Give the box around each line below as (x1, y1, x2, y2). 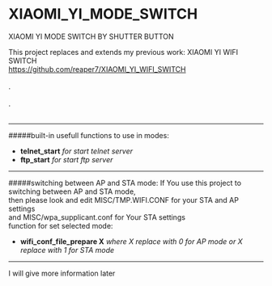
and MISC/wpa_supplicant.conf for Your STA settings (8, 212, 186, 222)
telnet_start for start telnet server (19, 146, 134, 156)
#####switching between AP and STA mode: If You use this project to (8, 178, 241, 187)
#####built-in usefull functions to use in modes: (8, 130, 170, 140)
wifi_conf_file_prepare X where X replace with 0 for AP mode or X (19, 236, 243, 246)
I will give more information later (8, 268, 116, 278)
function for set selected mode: (8, 221, 113, 230)
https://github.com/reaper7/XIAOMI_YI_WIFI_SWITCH (8, 64, 186, 74)
